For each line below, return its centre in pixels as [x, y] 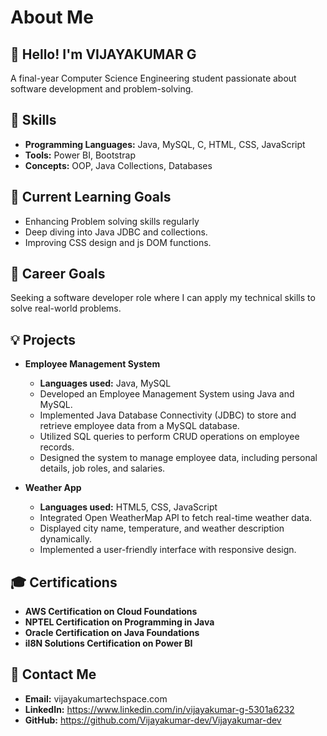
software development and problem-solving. [102, 89]
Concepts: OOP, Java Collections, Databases [118, 165]
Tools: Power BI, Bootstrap [80, 155]
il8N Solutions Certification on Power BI [108, 643]
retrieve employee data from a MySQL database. [139, 426]
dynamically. [66, 539]
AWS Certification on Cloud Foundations [111, 612]
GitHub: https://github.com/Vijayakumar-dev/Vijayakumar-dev [153, 720]
